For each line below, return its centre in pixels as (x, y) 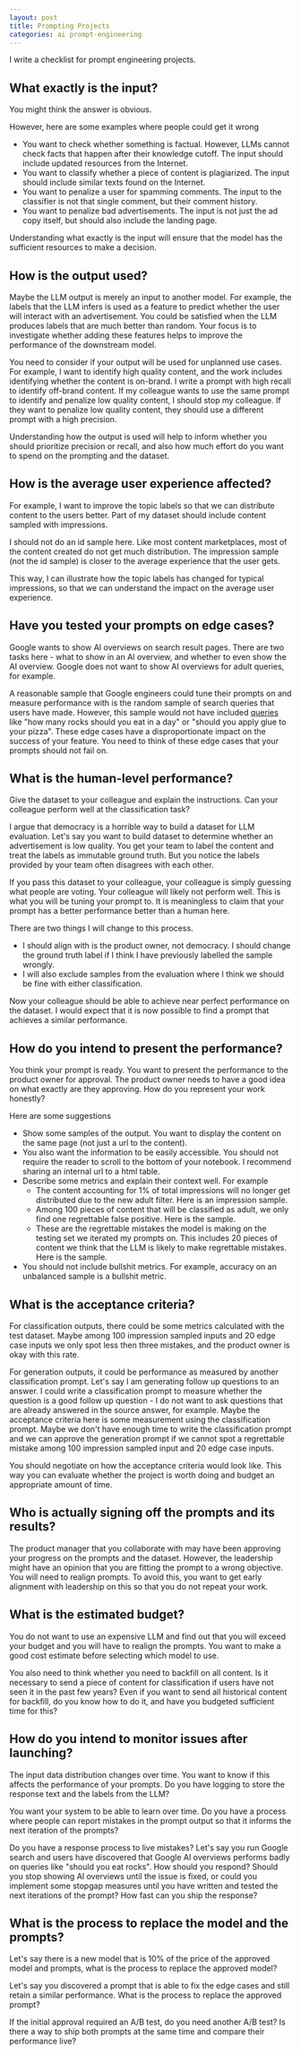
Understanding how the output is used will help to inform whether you (138, 437)
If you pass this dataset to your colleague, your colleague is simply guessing (150, 882)
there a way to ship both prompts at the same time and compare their (137, 2032)
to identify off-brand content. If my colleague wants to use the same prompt (149, 390)
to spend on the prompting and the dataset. (90, 455)
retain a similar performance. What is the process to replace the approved (146, 1995)
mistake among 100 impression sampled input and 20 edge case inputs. (142, 1448)
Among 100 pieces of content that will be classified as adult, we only (162, 1210)
